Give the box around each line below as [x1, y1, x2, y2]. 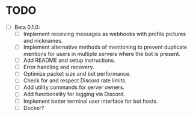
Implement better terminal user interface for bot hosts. [23, 97, 158, 105]
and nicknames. [23, 37, 63, 44]
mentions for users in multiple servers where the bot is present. [23, 50, 181, 58]
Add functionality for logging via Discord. [23, 91, 126, 98]
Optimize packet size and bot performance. [23, 70, 131, 78]
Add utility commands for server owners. [23, 84, 125, 91]
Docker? [23, 104, 44, 111]
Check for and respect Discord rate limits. [23, 77, 127, 84]
